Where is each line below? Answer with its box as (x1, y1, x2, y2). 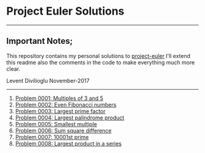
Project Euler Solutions (6, 4, 125, 18)
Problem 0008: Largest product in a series (15, 140, 122, 147)
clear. (6, 65, 20, 73)
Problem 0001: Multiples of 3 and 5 (15, 94, 104, 102)
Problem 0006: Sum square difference (15, 127, 112, 134)
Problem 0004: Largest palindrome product (15, 114, 124, 121)
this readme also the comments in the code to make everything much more (6, 59, 195, 66)
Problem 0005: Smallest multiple (15, 120, 98, 127)
